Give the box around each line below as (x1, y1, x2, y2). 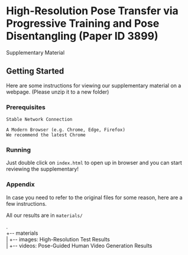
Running (6, 145, 31, 154)
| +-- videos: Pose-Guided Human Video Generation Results (6, 242, 153, 249)
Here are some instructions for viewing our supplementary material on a (6, 82, 181, 89)
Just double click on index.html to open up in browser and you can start (6, 159, 182, 167)
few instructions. (6, 200, 47, 207)
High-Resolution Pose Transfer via (6, 4, 179, 18)
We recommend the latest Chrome (6, 132, 86, 138)
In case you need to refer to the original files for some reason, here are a (6, 194, 183, 201)
